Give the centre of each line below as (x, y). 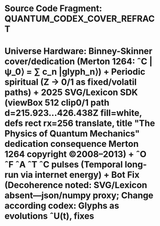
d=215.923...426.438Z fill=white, (73, 113)
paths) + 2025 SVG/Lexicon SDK (71, 92)
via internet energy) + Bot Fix (80, 175)
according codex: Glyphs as (62, 206)
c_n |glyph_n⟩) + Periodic (94, 72)
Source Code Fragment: (53, 8)
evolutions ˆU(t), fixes (50, 216)
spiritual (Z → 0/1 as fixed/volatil (71, 82)
